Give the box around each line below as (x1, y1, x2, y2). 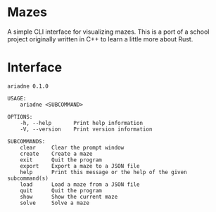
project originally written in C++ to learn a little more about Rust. (7, 34, 193, 43)
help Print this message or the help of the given (20, 168, 188, 175)
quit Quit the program (20, 187, 102, 194)
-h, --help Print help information (20, 119, 143, 126)
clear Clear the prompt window (20, 144, 125, 151)
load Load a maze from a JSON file (20, 180, 140, 188)
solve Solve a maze (20, 199, 90, 206)
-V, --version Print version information (20, 126, 153, 133)
